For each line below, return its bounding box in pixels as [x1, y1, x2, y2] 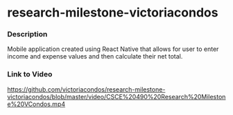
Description [7, 30, 48, 39]
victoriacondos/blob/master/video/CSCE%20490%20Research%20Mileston [7, 92, 226, 101]
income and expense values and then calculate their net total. [7, 52, 183, 61]
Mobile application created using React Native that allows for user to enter [7, 45, 219, 53]
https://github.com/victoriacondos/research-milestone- [7, 85, 166, 94]
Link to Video [7, 70, 53, 79]
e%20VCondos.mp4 [7, 100, 66, 108]
